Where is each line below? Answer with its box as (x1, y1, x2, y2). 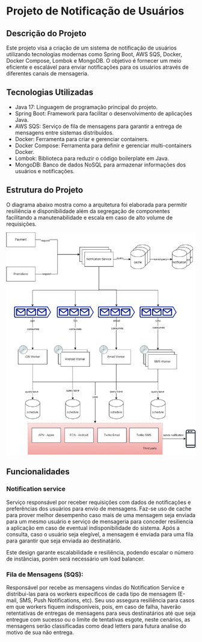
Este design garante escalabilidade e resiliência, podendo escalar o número (6, 548, 194, 556)
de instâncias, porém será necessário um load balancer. (6, 555, 145, 562)
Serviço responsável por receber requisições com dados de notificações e (6, 498, 191, 506)
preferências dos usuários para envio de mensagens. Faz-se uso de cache (6, 505, 192, 512)
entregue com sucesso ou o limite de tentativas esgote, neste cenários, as (6, 615, 191, 623)
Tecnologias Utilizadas (6, 87, 94, 98)
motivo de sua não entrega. (6, 629, 74, 636)
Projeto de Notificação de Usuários (6, 4, 185, 18)
